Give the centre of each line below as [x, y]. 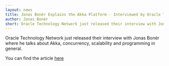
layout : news [19, 10]
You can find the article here [35, 58]
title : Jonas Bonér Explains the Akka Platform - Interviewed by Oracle [83, 14]
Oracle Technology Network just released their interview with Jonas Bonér [82, 38]
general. [14, 48]
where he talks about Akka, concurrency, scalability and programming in [80, 43]
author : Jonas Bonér [27, 19]
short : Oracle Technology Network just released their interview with [81, 24]
